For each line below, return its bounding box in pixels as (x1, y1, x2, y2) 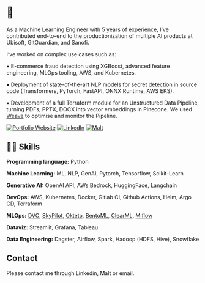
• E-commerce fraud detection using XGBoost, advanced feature (6, 62, 170, 70)
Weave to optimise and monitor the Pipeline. (6, 112, 117, 119)
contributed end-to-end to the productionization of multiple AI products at (6, 32, 193, 39)
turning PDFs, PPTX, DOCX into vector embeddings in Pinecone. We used (6, 105, 193, 112)
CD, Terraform (6, 200, 43, 207)
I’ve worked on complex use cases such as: (6, 50, 116, 57)
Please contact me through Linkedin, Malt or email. (6, 269, 135, 277)
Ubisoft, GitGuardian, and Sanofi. (6, 39, 90, 46)
